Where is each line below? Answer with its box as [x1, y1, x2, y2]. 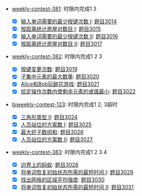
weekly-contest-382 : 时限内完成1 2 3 [11, 53, 103, 60]
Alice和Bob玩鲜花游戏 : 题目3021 [20, 80, 100, 88]
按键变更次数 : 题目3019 [20, 66, 78, 73]
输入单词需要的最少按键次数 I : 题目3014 [20, 18, 117, 25]
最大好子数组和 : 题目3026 [20, 128, 84, 135]
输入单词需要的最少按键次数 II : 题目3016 [20, 33, 118, 40]
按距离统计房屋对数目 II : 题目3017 [20, 41, 103, 48]
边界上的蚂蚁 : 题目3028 [20, 161, 79, 168]
